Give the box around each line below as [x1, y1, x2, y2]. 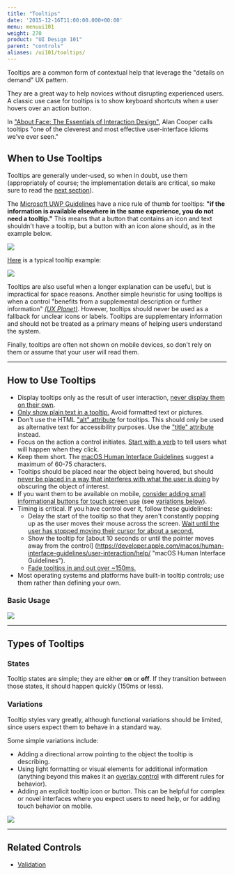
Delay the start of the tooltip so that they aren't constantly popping [27, 511, 219, 520]
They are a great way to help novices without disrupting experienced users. [7, 89, 224, 98]
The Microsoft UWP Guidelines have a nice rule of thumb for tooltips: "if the [7, 200, 225, 208]
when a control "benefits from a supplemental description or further [7, 297, 202, 306]
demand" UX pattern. [7, 75, 68, 84]
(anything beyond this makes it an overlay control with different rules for [17, 772, 224, 780]
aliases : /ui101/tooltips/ [7, 50, 86, 57]
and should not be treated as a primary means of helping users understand [7, 319, 223, 328]
